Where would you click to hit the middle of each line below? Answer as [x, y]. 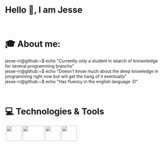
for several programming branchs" [40, 66]
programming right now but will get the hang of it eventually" [66, 76]
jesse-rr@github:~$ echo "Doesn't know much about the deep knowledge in [82, 71]
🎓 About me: [33, 44]
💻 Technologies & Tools [55, 112]
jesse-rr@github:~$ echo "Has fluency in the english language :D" [72, 81]
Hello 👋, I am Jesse [44, 10]
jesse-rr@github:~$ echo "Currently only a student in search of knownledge [81, 61]
